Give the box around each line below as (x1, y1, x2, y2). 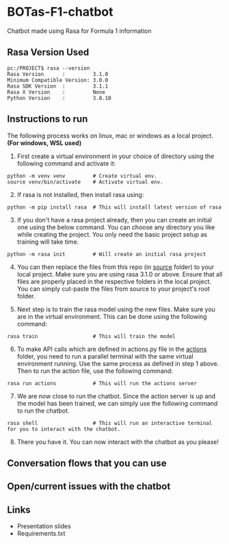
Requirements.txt (16, 530, 66, 538)
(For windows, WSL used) (7, 138, 82, 147)
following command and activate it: (16, 159, 116, 168)
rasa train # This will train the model (7, 333, 176, 339)
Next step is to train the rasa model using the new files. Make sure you (16, 305, 215, 313)
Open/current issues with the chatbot (7, 480, 171, 493)
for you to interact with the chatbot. (7, 426, 121, 432)
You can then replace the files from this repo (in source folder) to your (16, 263, 215, 271)
